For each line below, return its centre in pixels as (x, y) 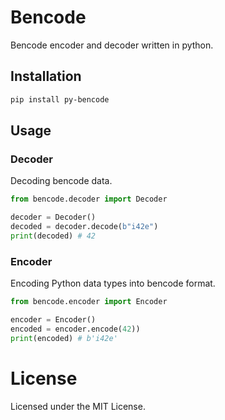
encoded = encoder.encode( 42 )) (75, 329)
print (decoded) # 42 (53, 236)
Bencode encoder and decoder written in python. (112, 45)
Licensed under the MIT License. (78, 406)
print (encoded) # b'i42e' (64, 338)
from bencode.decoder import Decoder (89, 199)
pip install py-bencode (60, 99)
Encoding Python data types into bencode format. (113, 283)
